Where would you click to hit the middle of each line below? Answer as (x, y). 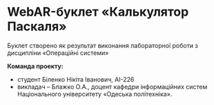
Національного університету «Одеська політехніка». (95, 94)
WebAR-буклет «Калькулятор (98, 12)
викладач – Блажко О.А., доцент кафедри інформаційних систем (112, 86)
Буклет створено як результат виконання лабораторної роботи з (103, 45)
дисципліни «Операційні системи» (58, 53)
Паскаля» (37, 26)
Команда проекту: (35, 66)
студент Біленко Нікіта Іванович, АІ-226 (76, 79)
